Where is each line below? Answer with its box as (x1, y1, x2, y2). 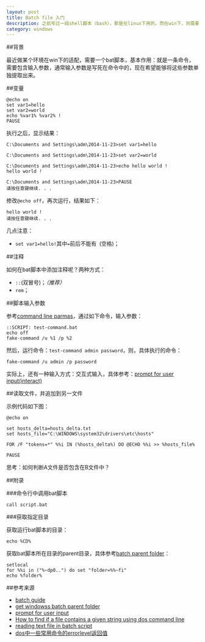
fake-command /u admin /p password (6, 359, 97, 365)
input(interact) (6, 377, 43, 385)
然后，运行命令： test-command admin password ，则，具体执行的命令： (6, 347, 182, 354)
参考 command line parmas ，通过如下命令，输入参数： (6, 312, 143, 320)
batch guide (15, 596, 46, 604)
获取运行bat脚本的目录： (6, 526, 68, 533)
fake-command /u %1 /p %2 (6, 335, 72, 341)
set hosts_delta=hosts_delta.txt (6, 426, 92, 432)
